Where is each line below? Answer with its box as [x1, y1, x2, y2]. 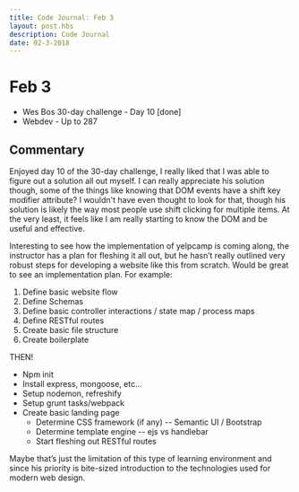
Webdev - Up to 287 [21, 116, 98, 127]
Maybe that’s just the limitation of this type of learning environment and [9, 453, 272, 463]
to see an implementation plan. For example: [9, 269, 173, 279]
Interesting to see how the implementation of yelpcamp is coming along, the [9, 241, 289, 251]
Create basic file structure [21, 325, 119, 335]
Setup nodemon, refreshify [21, 388, 123, 399]
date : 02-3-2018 [9, 38, 70, 48]
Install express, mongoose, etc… [21, 379, 142, 389]
